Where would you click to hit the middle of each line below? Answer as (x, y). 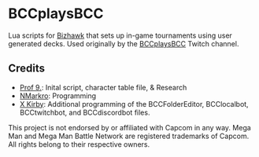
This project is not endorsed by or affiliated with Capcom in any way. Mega (130, 127)
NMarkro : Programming (58, 96)
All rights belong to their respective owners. (79, 144)
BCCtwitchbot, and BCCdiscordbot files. (85, 112)
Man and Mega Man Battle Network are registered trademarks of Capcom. (129, 136)
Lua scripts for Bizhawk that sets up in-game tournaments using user (120, 35)
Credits (27, 69)
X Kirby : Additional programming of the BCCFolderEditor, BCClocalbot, (134, 104)
